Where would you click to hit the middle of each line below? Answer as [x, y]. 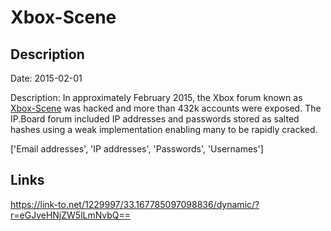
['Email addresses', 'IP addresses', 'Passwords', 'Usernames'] [137, 149]
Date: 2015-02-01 [46, 78]
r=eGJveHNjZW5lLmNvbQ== [71, 215]
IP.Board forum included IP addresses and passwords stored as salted [155, 119]
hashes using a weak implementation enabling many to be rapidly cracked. [164, 129]
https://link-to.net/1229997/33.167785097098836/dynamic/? [135, 204]
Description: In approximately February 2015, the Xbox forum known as [156, 97]
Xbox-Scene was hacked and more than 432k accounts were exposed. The [166, 108]
